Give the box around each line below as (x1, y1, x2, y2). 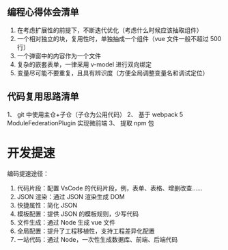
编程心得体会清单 (7, 6, 79, 18)
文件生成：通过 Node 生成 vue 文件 (16, 218, 116, 226)
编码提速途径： (7, 169, 49, 177)
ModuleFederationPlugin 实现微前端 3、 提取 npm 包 (7, 118, 155, 127)
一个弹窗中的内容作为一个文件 (16, 51, 101, 60)
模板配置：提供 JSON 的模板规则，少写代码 (16, 210, 139, 218)
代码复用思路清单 (7, 91, 79, 103)
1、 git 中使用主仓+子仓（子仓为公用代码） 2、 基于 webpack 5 (7, 110, 184, 118)
